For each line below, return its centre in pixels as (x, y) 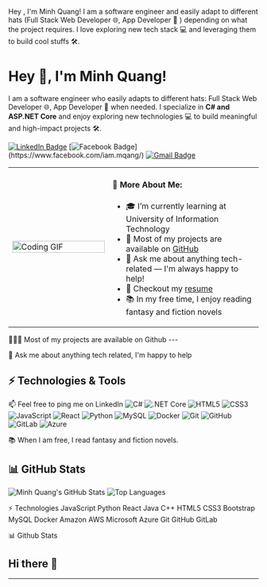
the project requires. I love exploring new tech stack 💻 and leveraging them (132, 29)
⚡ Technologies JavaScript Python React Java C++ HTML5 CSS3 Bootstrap (132, 508)
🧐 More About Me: (147, 185)
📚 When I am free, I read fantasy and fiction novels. (93, 440)
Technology (148, 228)
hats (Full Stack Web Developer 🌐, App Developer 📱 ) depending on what (128, 20)
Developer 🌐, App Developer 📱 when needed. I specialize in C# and (119, 107)
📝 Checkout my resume (169, 288)
